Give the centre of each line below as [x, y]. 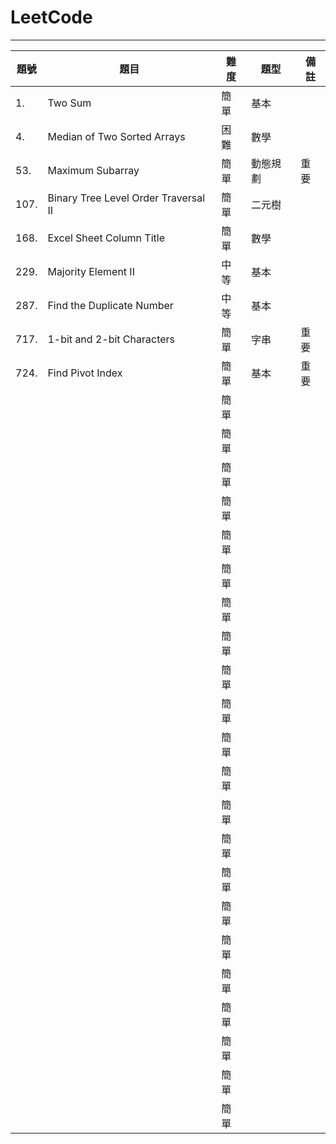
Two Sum [69, 103]
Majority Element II [91, 271]
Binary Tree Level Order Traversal [126, 198]
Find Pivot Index [85, 373]
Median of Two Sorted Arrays [116, 136]
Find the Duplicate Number [110, 305]
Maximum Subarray [93, 170]
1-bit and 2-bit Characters [111, 339]
